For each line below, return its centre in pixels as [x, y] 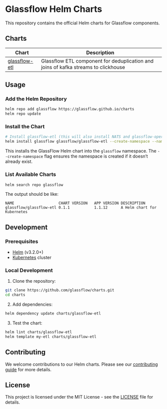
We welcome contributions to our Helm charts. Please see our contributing [82, 364]
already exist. [19, 162]
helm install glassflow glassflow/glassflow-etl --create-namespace [78, 142]
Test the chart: [27, 323]
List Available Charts [31, 174]
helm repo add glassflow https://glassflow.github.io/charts [70, 109]
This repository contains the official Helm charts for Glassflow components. [83, 23]
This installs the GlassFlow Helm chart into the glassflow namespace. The [81, 151]
